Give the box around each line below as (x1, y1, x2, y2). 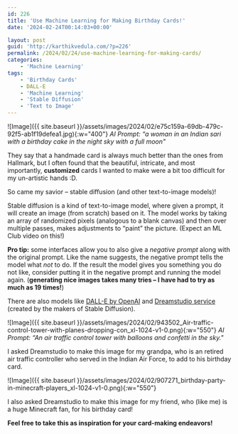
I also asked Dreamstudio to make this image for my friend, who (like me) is (7, 398, 227, 406)
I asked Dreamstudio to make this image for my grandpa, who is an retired (7, 347, 224, 356)
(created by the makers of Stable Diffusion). (7, 305, 136, 313)
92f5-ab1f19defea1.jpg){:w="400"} (7, 129, 109, 138)
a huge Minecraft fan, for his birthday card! (7, 405, 134, 413)
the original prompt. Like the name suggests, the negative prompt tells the (7, 253, 224, 261)
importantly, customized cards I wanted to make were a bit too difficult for (7, 166, 225, 174)
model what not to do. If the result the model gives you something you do (7, 260, 222, 269)
